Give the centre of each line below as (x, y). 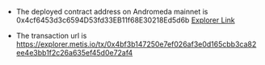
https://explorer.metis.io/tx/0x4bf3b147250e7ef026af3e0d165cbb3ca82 (136, 44)
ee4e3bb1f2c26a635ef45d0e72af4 (74, 53)
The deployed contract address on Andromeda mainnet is (112, 12)
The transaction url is (51, 36)
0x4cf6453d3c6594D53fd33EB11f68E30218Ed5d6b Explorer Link (126, 20)
